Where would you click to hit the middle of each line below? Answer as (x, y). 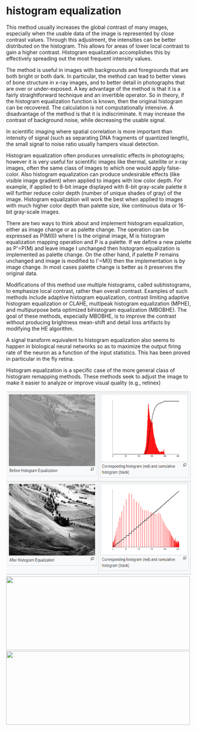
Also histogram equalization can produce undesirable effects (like (101, 174)
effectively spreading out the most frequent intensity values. (79, 58)
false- (174, 168)
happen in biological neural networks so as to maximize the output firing (94, 346)
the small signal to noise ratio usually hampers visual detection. (83, 144)
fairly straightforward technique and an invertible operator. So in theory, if (95, 95)
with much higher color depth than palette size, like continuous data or (92, 205)
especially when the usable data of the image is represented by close (90, 33)
